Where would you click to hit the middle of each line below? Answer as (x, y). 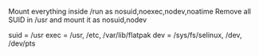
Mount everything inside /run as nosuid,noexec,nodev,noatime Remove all (129, 11)
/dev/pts (22, 43)
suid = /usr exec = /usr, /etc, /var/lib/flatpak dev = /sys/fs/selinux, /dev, (125, 35)
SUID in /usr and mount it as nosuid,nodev (78, 20)
